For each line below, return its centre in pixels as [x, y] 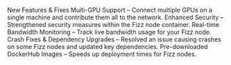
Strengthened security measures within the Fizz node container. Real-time [113, 25]
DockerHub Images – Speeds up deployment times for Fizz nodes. [102, 54]
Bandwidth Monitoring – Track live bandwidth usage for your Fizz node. [109, 32]
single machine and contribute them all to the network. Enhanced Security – [115, 17]
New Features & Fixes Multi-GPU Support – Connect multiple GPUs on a [110, 10]
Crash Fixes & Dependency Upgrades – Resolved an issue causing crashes [114, 39]
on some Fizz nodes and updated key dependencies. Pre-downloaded [108, 47]
